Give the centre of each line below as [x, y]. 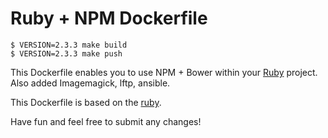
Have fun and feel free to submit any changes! [106, 121]
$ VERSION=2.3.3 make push [66, 53]
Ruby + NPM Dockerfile [109, 18]
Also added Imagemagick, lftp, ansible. [90, 83]
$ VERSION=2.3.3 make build [69, 45]
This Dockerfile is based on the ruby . [86, 102]
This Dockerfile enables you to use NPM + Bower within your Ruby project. [164, 72]
